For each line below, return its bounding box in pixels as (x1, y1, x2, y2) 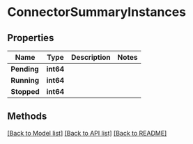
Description (70, 53, 111, 62)
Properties (7, 32, 54, 44)
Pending (10, 64, 40, 74)
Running (10, 76, 40, 85)
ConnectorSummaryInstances (7, 4, 187, 20)
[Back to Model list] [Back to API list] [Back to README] (7, 129, 167, 137)
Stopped (10, 87, 40, 96)
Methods (7, 111, 47, 122)
